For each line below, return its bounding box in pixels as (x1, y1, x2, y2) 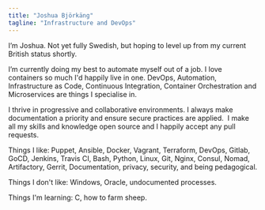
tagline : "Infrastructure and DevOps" (8, 19, 136, 27)
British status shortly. (8, 49, 78, 58)
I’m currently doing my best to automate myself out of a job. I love (8, 64, 223, 73)
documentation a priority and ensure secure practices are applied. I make (8, 113, 249, 122)
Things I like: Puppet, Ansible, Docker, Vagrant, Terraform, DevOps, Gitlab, (8, 145, 251, 155)
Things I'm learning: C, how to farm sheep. (8, 193, 148, 202)
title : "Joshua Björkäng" (8, 11, 93, 20)
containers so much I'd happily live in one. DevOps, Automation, (8, 73, 218, 82)
